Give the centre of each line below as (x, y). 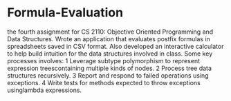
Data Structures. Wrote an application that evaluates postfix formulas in (109, 38)
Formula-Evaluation (65, 13)
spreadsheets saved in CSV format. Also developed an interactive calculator (115, 46)
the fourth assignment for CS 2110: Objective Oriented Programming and (110, 32)
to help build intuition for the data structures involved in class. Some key (110, 54)
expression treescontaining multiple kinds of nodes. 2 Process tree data (110, 68)
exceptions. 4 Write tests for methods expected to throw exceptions (104, 82)
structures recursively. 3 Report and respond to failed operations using (108, 75)
